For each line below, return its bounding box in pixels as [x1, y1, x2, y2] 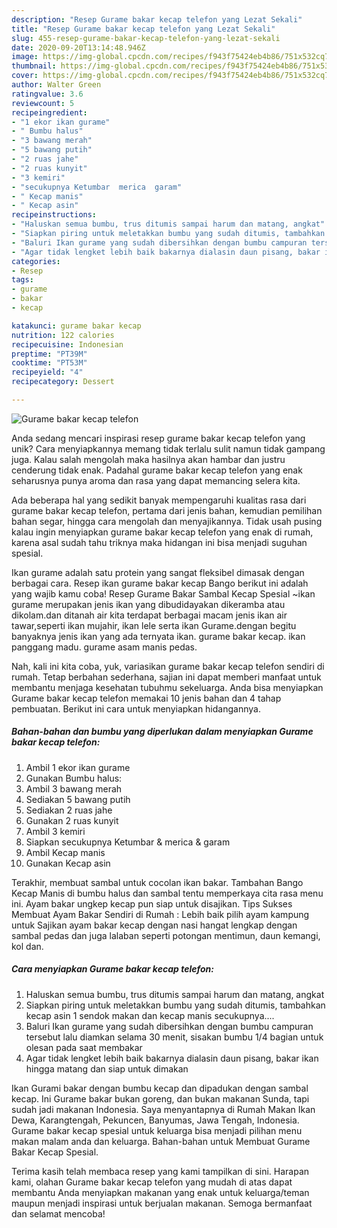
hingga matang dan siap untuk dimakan [25, 1062, 189, 1075]
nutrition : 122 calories [11, 330, 115, 340]
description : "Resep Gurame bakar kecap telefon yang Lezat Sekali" [11, 14, 303, 25]
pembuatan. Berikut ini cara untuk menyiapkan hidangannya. [11, 702, 261, 715]
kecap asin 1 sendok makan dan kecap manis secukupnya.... [25, 1009, 275, 1021]
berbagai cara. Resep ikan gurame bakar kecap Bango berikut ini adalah [11, 577, 309, 589]
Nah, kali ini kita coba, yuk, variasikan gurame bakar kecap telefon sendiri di [11, 660, 325, 672]
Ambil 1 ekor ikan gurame [25, 761, 131, 773]
